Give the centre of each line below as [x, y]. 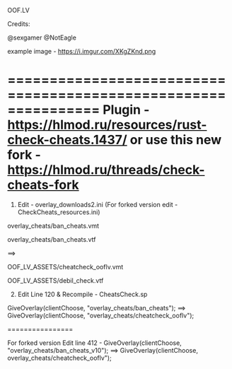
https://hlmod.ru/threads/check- [106, 170]
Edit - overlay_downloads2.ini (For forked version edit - [98, 204]
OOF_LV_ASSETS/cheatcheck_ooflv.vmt [65, 266]
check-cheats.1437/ [67, 140]
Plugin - [126, 110]
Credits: [19, 24]
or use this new [176, 140]
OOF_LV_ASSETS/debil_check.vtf [56, 280]
